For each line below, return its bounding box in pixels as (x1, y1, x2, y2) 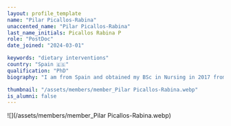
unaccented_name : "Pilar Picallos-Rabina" (7, 23, 131, 30)
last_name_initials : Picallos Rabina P (7, 29, 122, 36)
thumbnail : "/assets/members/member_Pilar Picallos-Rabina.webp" (7, 86, 198, 93)
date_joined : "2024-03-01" (7, 42, 85, 49)
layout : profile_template (7, 10, 81, 17)
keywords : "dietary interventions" (7, 54, 109, 62)
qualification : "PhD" (7, 67, 69, 74)
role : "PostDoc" (7, 36, 54, 43)
